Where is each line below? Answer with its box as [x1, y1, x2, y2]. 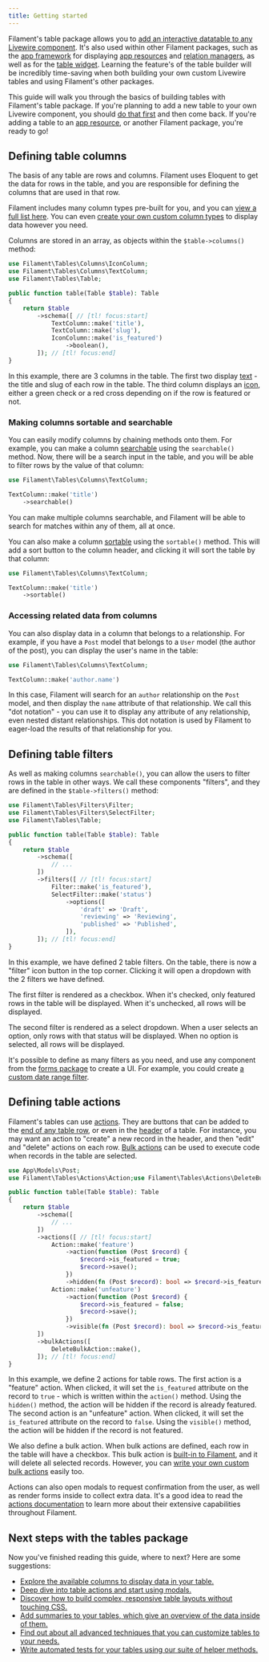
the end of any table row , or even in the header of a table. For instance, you [8, 1125, 257, 1134]
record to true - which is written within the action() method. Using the [8, 1391, 242, 1401]
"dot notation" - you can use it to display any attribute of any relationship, [8, 707, 251, 717]
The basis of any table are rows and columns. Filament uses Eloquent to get [8, 170, 259, 181]
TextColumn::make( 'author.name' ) [8, 675, 120, 683]
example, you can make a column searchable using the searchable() [8, 443, 235, 454]
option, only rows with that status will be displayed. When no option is [8, 1031, 239, 1041]
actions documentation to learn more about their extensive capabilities [8, 1499, 241, 1509]
